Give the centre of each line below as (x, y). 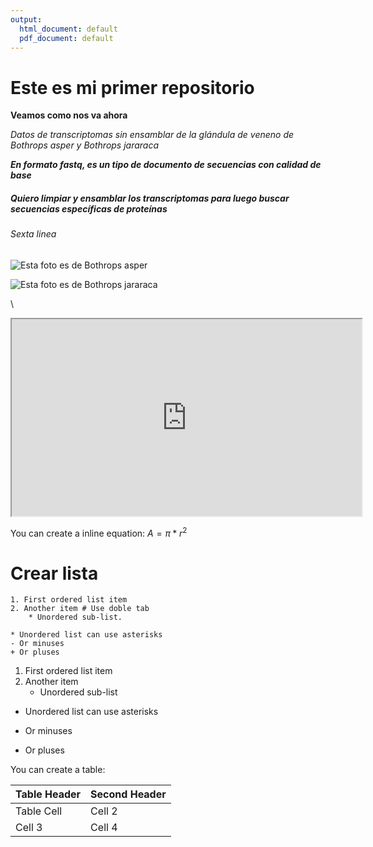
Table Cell (39, 811)
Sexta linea (33, 234)
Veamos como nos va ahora (69, 115)
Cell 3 (29, 828)
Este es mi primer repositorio (132, 87)
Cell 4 (104, 828)
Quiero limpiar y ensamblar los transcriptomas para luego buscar (150, 198)
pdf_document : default (66, 38)
